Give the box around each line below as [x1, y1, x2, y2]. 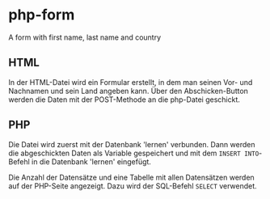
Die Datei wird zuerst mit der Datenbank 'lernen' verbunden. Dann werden [8, 139, 255, 149]
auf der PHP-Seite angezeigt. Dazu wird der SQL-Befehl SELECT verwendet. [8, 180, 257, 191]
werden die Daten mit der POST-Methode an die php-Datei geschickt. [8, 95, 241, 104]
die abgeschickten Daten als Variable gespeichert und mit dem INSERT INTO [8, 148, 259, 158]
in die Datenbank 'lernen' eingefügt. [31, 156, 152, 167]
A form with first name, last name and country [8, 32, 162, 42]
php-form [8, 6, 75, 24]
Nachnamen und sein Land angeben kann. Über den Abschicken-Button [8, 86, 249, 95]
